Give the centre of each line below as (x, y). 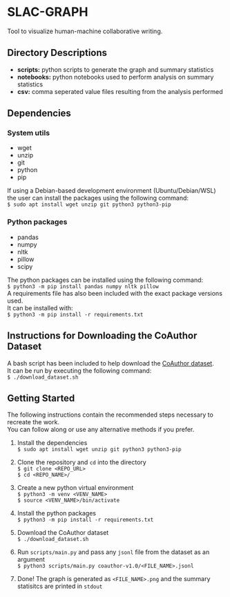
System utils (29, 133)
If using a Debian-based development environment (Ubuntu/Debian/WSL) (112, 191)
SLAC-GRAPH (48, 12)
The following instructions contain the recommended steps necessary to (111, 415)
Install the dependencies (52, 443)
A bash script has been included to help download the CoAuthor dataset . (111, 363)
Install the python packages (57, 513)
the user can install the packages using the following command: (98, 198)
